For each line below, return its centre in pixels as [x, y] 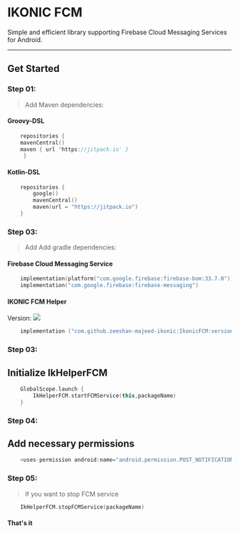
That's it [20, 523]
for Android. [25, 39]
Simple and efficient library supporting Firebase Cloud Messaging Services [117, 32]
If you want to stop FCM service [72, 494]
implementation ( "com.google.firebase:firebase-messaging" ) [110, 286]
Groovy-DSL [26, 121]
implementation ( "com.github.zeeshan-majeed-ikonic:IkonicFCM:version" [128, 331]
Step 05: [22, 478]
